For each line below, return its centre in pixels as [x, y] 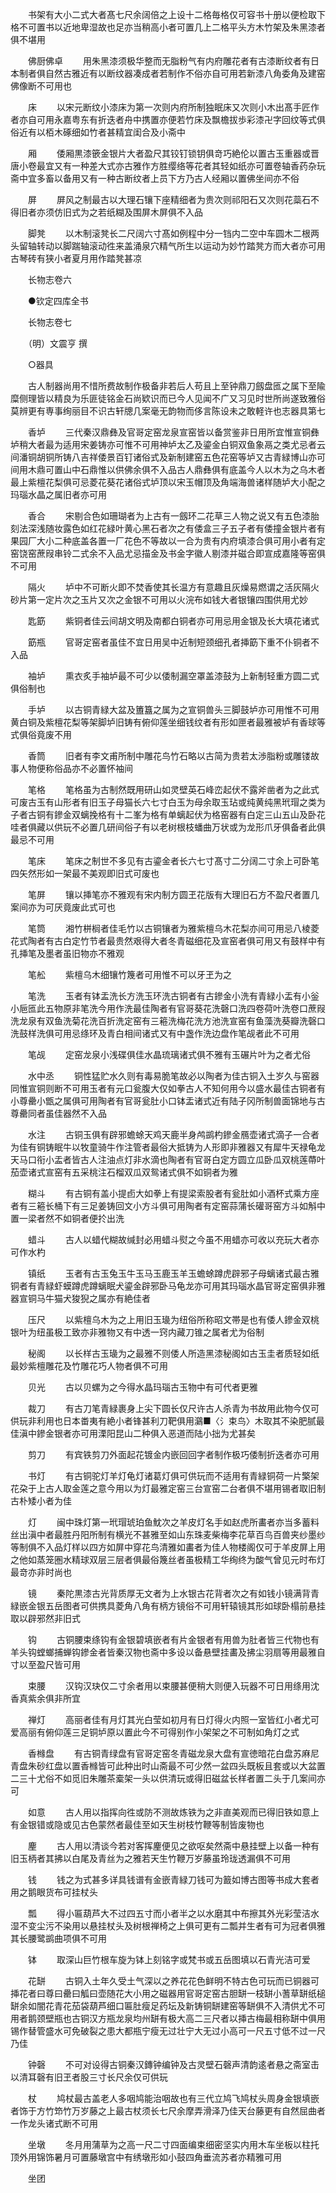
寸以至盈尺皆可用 [45, 1664]
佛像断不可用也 [41, 86]
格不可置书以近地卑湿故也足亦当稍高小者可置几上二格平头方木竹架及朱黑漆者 [168, 27]
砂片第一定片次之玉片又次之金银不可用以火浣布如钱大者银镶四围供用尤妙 [159, 599]
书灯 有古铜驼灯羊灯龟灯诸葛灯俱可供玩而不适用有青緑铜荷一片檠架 [173, 1476]
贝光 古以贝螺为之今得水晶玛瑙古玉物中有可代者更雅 [142, 1387]
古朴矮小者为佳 [41, 1501]
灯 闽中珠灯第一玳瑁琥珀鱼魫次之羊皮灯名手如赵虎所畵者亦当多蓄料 [173, 1522]
